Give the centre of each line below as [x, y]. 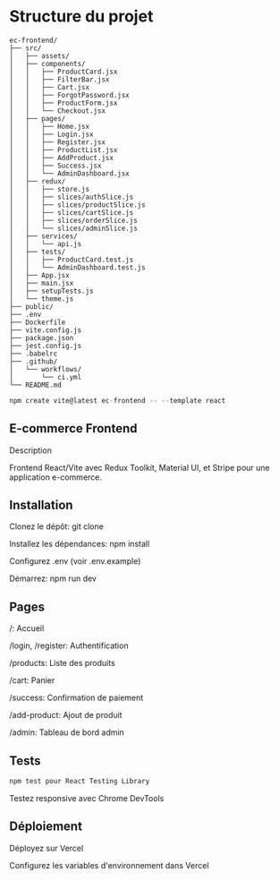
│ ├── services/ [43, 236]
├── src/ [25, 48]
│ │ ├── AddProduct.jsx [62, 158]
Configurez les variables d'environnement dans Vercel [109, 865]
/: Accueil [27, 628]
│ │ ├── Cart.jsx [50, 87]
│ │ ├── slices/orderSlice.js [74, 220]
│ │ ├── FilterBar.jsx [59, 79]
